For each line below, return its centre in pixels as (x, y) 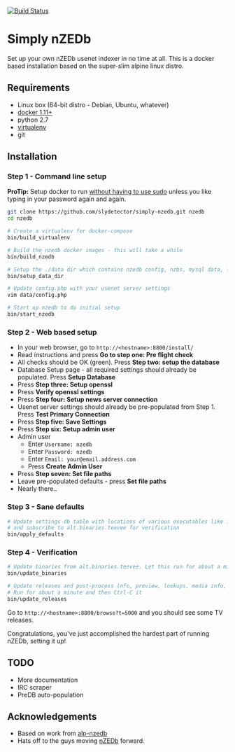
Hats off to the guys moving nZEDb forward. (81, 741)
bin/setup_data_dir (36, 276)
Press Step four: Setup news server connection (87, 400)
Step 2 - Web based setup (52, 332)
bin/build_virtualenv (39, 238)
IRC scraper (35, 687)
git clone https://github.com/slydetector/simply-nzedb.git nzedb (106, 212)
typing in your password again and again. (67, 199)
